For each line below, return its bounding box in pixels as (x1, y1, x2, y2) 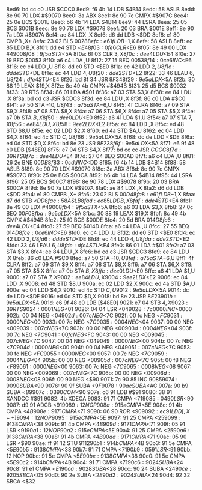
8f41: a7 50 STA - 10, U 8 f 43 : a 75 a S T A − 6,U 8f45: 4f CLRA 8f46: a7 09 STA (6, 101, 190, 108)
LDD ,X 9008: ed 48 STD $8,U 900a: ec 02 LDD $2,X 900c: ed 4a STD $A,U (6, 280, 195, 287)
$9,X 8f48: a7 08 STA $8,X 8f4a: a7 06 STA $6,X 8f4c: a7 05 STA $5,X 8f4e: (6, 108, 195, 115)
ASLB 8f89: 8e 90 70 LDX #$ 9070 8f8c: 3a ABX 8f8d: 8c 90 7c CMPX (6, 165, 180, 172)
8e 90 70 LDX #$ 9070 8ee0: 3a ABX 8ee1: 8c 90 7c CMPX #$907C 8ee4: (6, 12, 188, 19)
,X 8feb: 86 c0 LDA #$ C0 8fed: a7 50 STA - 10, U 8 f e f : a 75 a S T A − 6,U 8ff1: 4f (6, 255, 194, 261)
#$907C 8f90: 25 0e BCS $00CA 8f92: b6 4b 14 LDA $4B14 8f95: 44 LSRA (6, 172, 192, 178)
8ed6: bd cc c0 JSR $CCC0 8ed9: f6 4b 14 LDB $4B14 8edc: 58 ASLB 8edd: (6, 6, 196, 13)
